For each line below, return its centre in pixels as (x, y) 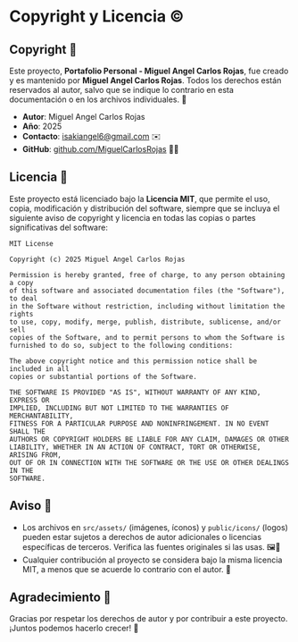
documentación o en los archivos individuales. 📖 (98, 99)
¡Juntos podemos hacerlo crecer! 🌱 (74, 629)
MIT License (31, 243)
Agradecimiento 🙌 (60, 598)
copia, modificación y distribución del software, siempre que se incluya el (145, 208)
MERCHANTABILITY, (41, 416)
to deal (24, 298)
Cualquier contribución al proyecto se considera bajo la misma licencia (152, 560)
